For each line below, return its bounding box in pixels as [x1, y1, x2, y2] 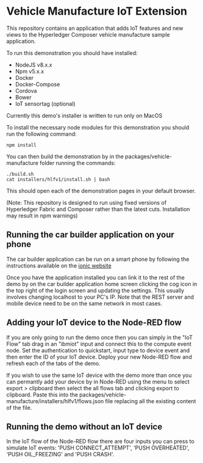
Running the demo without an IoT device [6, 421, 163, 432]
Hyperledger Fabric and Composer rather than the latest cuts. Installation [6, 205, 190, 213]
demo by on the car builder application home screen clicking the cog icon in [6, 280, 198, 288]
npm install [6, 142, 37, 148]
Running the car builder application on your [6, 230, 175, 240]
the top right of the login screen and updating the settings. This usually [6, 286, 185, 294]
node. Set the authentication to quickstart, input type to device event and [6, 346, 190, 354]
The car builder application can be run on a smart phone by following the [6, 255, 190, 263]
